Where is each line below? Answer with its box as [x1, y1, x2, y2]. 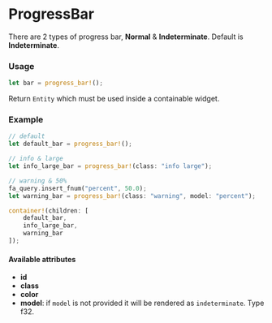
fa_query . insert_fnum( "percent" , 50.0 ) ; [8, 184, 148, 192]
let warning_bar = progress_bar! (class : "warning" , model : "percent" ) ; [8, 192, 256, 200]
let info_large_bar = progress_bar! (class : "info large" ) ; [8, 162, 213, 170]
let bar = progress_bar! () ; [8, 79, 104, 88]
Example [8, 114, 44, 126]
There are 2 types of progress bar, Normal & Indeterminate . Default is [8, 32, 244, 41]
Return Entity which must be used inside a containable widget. [8, 94, 220, 104]
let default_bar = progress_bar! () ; [8, 140, 132, 149]
